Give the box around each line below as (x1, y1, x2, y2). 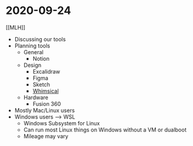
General (23, 48, 44, 55)
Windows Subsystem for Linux (23, 119, 100, 127)
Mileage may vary (23, 132, 69, 140)
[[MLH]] (5, 24, 25, 31)
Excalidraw (32, 68, 61, 75)
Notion (32, 55, 50, 62)
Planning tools (14, 42, 50, 49)
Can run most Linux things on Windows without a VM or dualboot (23, 126, 187, 133)
